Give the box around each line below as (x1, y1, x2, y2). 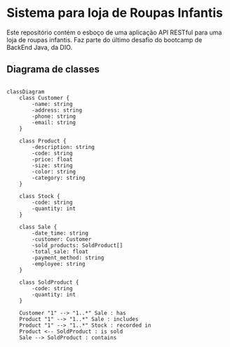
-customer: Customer (32, 235, 92, 243)
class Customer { (19, 94, 70, 101)
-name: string (32, 100, 73, 107)
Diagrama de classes (6, 63, 100, 75)
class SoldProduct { (19, 279, 79, 286)
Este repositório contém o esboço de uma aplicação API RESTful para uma (6, 28, 222, 37)
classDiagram (6, 88, 45, 96)
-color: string (32, 168, 76, 175)
